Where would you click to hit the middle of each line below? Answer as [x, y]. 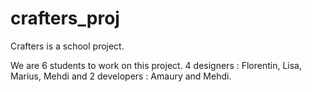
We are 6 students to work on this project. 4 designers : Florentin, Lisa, [156, 65]
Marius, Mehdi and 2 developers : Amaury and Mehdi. [121, 76]
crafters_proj [65, 18]
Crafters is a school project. [67, 46]
